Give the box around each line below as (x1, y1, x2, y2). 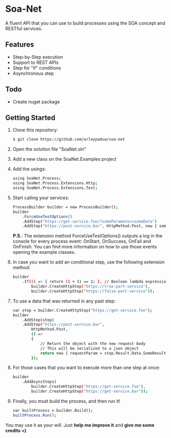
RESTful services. (5, 25, 43, 31)
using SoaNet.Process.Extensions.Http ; (12, 181, 98, 186)
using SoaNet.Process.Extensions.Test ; (12, 185, 98, 190)
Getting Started (5, 113, 56, 122)
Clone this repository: (12, 127, 58, 133)
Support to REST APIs (12, 59, 59, 65)
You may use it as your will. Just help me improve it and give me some (5, 422, 155, 428)
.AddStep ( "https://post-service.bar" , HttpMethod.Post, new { (22, 224, 157, 229)
